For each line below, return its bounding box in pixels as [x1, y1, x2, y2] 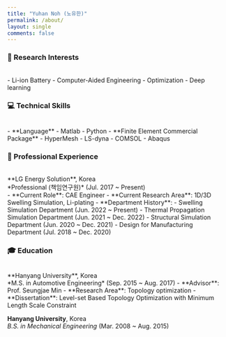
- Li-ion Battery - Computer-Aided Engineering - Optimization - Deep [7, 76, 206, 84]
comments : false [7, 29, 54, 37]
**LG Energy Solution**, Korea [7, 175, 96, 183]
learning [7, 83, 31, 91]
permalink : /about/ [7, 17, 64, 24]
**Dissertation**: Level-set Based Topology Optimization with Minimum [7, 294, 215, 302]
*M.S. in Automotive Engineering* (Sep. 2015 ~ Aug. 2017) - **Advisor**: [7, 279, 220, 288]
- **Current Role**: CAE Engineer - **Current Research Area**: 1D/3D [7, 191, 211, 199]
